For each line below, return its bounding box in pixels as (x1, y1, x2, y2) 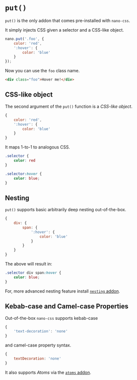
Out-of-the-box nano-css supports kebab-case (5, 315, 98, 321)
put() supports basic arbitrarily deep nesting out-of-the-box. (5, 207, 126, 213)
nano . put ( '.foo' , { (5, 36, 44, 41)
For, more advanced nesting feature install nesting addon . (5, 288, 120, 294)
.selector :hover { (5, 171, 42, 176)
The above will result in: (5, 261, 52, 267)
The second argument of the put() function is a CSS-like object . (5, 103, 133, 109)
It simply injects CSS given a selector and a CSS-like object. (5, 27, 124, 33)
